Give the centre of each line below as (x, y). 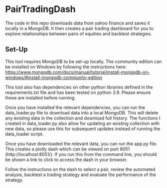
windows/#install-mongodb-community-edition (54, 77)
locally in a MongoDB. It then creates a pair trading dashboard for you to (79, 28)
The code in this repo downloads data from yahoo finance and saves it (78, 23)
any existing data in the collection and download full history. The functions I (83, 118)
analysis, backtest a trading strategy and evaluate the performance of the (81, 174)
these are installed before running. (40, 97)
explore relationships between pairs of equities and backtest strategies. (79, 33)
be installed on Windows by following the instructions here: (66, 66)
